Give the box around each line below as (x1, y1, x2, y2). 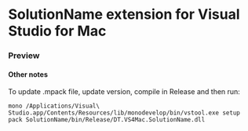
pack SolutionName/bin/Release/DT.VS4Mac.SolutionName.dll (8, 116, 206, 124)
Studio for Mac (8, 22, 107, 40)
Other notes (8, 69, 49, 79)
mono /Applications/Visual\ (8, 102, 100, 111)
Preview (8, 50, 40, 61)
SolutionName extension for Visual (8, 5, 240, 24)
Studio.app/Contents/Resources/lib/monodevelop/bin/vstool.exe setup (8, 109, 241, 117)
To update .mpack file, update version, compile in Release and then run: (8, 87, 241, 96)
